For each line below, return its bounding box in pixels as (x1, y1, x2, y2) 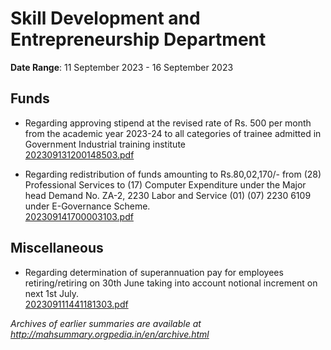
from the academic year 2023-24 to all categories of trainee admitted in (24, 127, 322, 139)
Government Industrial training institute (24, 138, 186, 150)
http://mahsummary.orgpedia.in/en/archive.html (10, 328, 210, 340)
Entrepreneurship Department (10, 28, 267, 51)
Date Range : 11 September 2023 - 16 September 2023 (10, 61, 234, 73)
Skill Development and (10, 7, 201, 30)
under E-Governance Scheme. (24, 200, 151, 212)
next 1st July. (24, 287, 79, 299)
